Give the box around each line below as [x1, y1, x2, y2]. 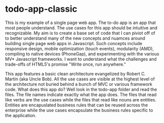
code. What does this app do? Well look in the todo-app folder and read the [5, 86, 157, 92]
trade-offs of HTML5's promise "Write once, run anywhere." [5, 61, 126, 67]
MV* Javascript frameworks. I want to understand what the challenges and [5, 56, 157, 62]
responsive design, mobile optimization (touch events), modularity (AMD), [5, 46, 154, 51]
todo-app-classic [5, 3, 77, 15]
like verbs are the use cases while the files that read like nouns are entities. [5, 97, 157, 102]
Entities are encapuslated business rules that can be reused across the [5, 102, 148, 108]
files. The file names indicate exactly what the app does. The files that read [5, 92, 157, 98]
